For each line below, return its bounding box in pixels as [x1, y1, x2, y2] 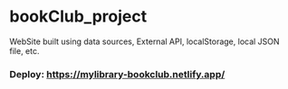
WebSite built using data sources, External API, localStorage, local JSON [9, 36, 280, 47]
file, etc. [9, 45, 40, 56]
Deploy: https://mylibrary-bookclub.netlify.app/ [9, 67, 226, 80]
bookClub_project [9, 6, 148, 27]
